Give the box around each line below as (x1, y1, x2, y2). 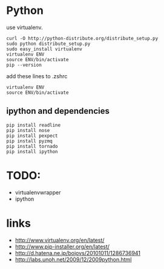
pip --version (6, 62, 42, 68)
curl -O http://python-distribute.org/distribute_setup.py (6, 35, 159, 41)
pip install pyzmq (6, 138, 53, 144)
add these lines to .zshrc (6, 72, 68, 79)
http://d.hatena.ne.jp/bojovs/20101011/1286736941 (15, 249, 141, 256)
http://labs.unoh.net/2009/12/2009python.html (15, 256, 132, 263)
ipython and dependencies (6, 106, 110, 116)
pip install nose (6, 127, 50, 133)
